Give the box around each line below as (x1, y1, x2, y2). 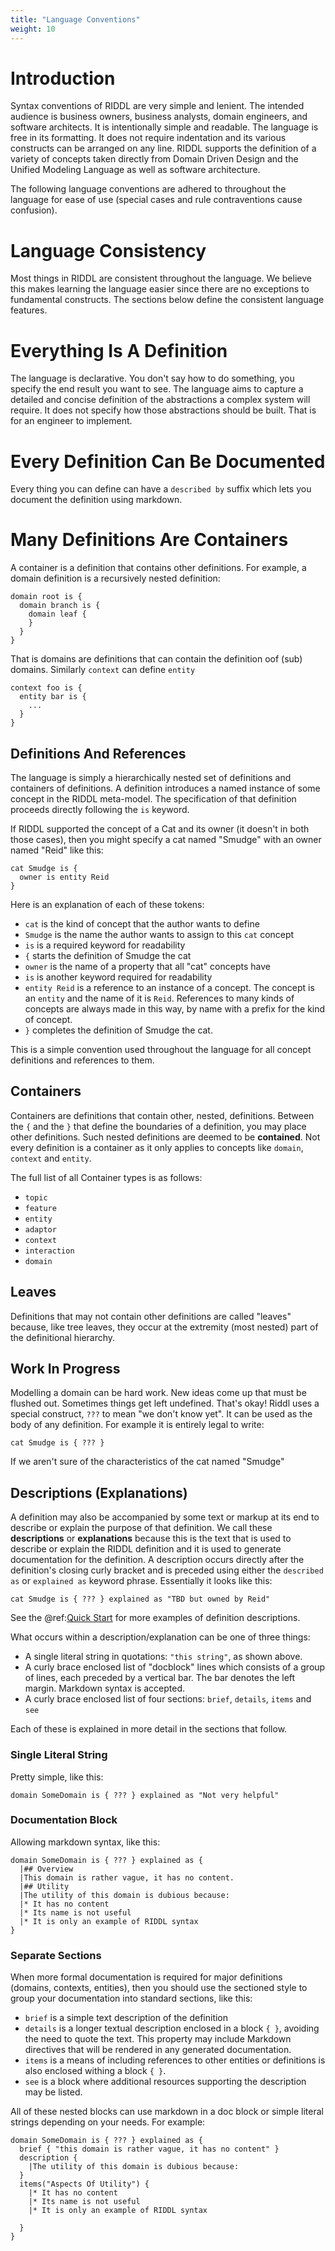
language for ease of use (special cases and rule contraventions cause (10, 194, 303, 206)
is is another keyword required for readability (24, 971, 213, 983)
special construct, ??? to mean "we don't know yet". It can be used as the (10, 1408, 313, 1420)
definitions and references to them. (10, 1054, 155, 1066)
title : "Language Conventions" (10, 14, 141, 25)
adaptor (24, 1224, 57, 1235)
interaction (24, 1246, 75, 1256)
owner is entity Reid (19, 872, 110, 882)
